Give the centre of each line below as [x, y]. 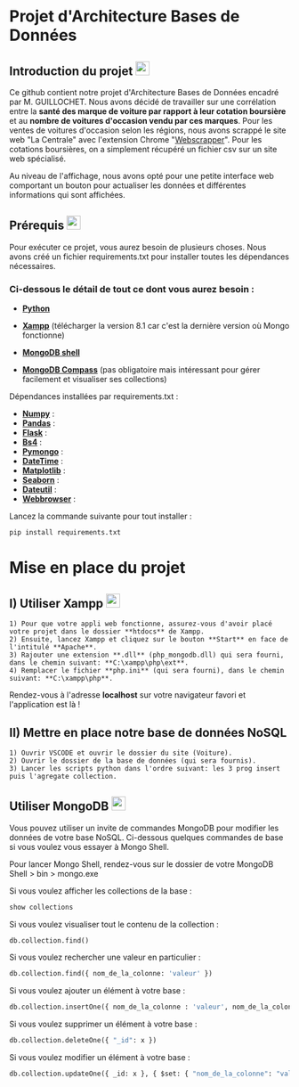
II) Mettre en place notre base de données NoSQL [148, 732]
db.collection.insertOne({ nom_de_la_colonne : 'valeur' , [119, 1007]
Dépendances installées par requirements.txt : [94, 396]
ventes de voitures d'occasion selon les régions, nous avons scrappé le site [148, 130]
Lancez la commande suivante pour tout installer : [101, 516]
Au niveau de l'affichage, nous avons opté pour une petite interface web [141, 176]
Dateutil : [39, 490]
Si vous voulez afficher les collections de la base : [101, 891]
